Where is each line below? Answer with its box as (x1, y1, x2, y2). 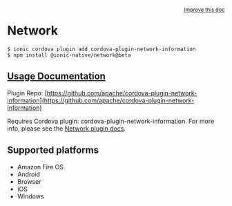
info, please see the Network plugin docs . (7, 124, 126, 133)
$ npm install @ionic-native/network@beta (7, 51, 131, 59)
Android (17, 170, 40, 178)
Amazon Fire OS (17, 162, 64, 171)
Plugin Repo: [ (7, 88, 47, 97)
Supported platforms (7, 144, 99, 156)
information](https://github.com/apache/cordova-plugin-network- (7, 96, 195, 104)
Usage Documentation (7, 71, 106, 82)
